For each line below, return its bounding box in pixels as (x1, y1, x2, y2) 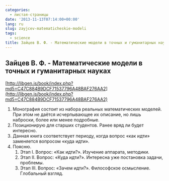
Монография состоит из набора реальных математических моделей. (12, 106, 162, 112)
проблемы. (20, 159, 44, 165)
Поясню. (12, 143, 32, 149)
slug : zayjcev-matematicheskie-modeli (5, 26, 87, 31)
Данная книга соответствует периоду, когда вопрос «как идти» (12, 133, 150, 139)
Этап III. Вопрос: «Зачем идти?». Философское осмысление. (20, 165, 151, 171)
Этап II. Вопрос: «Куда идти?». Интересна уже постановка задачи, (20, 154, 163, 160)
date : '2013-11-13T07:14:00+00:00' (5, 17, 80, 22)
